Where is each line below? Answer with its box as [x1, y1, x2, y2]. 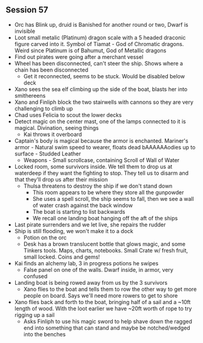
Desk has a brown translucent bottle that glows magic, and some [23, 240, 186, 248]
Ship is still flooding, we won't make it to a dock [14, 227, 134, 234]
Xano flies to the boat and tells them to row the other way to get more [23, 285, 197, 293]
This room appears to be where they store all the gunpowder [32, 188, 184, 196]
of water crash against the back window [32, 202, 133, 209]
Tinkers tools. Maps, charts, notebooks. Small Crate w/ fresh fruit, [23, 246, 188, 254]
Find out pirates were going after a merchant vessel [14, 53, 144, 60]
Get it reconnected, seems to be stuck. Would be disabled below [23, 72, 185, 80]
